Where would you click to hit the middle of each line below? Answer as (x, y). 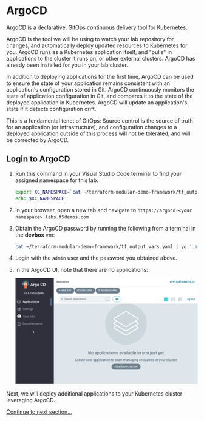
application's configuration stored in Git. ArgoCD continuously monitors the (100, 89)
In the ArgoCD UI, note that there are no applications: (81, 270)
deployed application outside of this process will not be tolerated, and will (98, 133)
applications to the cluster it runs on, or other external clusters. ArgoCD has (101, 58)
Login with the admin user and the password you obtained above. (96, 258)
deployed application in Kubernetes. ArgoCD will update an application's (97, 102)
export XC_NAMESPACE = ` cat (48, 192)
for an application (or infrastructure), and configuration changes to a (92, 127)
